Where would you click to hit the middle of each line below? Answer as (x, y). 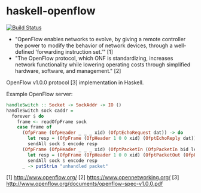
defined (25, 51)
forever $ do (28, 116)
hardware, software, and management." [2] (68, 71)
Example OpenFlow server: (39, 94)
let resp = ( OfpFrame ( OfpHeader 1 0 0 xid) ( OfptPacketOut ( (107, 155)
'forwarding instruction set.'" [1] (74, 51)
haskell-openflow (51, 11)
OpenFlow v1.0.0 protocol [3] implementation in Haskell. (75, 82)
